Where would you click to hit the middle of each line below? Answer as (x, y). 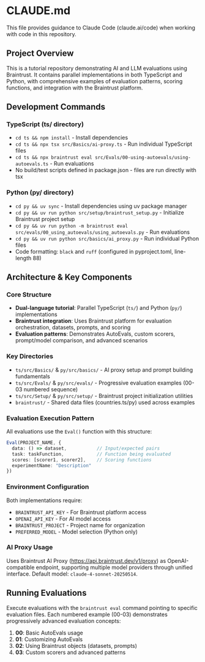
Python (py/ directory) (40, 192)
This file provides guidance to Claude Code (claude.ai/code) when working (101, 28)
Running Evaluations (47, 593)
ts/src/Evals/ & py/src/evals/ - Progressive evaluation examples (98, 383)
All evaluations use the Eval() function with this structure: (79, 432)
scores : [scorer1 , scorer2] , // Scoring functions (82, 460)
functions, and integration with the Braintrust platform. (75, 88)
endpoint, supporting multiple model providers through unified (114, 567)
